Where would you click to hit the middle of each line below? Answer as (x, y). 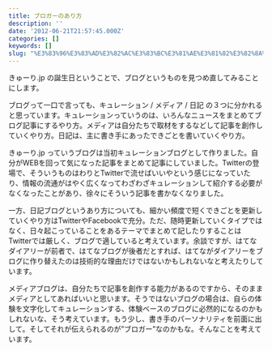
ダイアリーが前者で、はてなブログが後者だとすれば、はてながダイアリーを (132, 251)
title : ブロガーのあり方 (45, 16)
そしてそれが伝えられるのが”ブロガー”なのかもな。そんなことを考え (142, 329)
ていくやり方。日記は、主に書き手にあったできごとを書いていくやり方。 (129, 135)
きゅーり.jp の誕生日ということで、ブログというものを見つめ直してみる (127, 77)
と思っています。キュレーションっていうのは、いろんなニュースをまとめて (132, 115)
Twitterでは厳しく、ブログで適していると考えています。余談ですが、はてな (133, 241)
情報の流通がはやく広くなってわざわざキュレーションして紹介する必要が (142, 183)
